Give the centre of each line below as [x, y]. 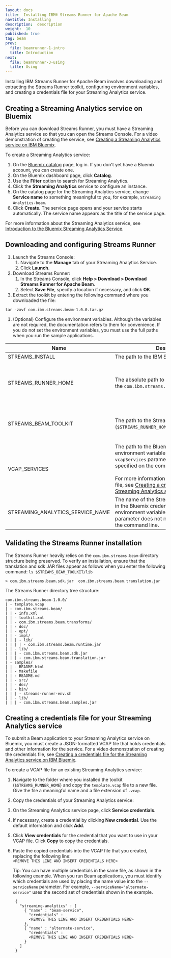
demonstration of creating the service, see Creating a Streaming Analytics [83, 139]
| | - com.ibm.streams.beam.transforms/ [49, 622]
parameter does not [138, 518]
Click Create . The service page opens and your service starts [77, 208]
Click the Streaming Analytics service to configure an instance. [80, 186]
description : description [34, 24]
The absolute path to [139, 380]
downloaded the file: [34, 300]
